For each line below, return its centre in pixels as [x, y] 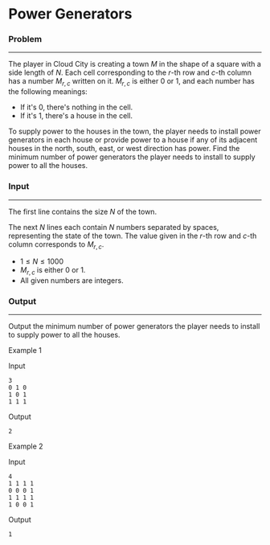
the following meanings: [48, 92]
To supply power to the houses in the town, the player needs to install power [135, 131]
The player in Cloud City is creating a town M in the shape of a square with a [135, 64]
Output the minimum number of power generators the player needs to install [134, 326]
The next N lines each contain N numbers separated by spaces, [114, 227]
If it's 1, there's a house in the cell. [76, 116]
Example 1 [25, 350]
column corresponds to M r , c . [56, 245]
